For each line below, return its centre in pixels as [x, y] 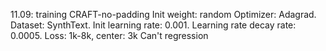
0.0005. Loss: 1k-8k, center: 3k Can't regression [109, 35]
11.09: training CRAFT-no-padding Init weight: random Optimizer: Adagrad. [163, 14]
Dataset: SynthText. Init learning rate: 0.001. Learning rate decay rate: [153, 25]
